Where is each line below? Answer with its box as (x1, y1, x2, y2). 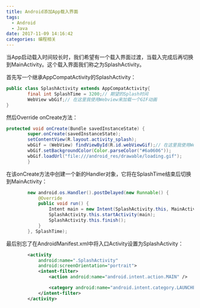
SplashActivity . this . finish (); (48, 217, 127, 223)
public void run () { (37, 201, 89, 207)
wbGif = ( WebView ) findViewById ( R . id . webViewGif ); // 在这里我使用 (27, 142, 190, 148)
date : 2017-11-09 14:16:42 (6, 31, 73, 37)
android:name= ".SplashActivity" (37, 257, 118, 263)
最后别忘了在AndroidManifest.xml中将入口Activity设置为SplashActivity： (6, 239, 183, 247)
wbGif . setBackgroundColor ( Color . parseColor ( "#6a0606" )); (27, 148, 171, 154)
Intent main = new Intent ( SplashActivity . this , (48, 206, 169, 212)
